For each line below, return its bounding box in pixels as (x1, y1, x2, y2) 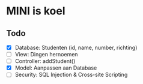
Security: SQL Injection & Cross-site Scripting (14, 71, 128, 79)
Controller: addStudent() (14, 58, 76, 65)
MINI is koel (6, 4, 65, 18)
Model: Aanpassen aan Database (14, 64, 97, 71)
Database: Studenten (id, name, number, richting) (14, 44, 138, 51)
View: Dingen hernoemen (14, 51, 78, 58)
